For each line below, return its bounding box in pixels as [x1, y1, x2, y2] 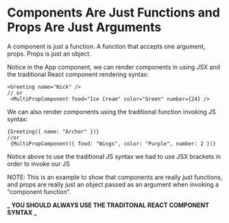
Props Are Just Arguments [7, 19, 162, 35]
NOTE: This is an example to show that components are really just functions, [7, 173, 223, 181]
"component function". [7, 187, 71, 195]
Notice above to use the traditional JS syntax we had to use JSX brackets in [7, 152, 221, 160]
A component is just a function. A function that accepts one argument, [7, 42, 206, 50]
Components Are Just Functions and [7, 5, 221, 21]
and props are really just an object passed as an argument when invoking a [7, 180, 219, 189]
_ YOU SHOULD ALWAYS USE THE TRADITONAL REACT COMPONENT [7, 201, 210, 209]
